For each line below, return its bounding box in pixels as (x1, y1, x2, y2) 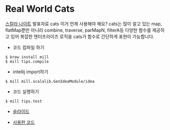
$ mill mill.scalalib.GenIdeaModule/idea (5, 79, 95, 84)
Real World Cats (5, 3, 75, 15)
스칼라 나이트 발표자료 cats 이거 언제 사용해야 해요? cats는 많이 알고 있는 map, (5, 20, 162, 27)
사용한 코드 (12, 119, 35, 125)
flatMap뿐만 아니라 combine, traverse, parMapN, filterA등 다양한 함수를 (5, 27, 152, 33)
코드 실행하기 (12, 88, 39, 95)
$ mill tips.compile (5, 59, 50, 64)
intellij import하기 (12, 69, 48, 75)
